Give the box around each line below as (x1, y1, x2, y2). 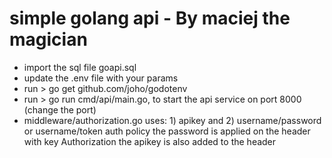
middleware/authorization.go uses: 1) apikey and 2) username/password (23, 114, 322, 126)
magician (9, 28, 88, 51)
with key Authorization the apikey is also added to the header (23, 135, 277, 147)
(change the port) (23, 103, 97, 116)
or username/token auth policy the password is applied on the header (23, 125, 311, 137)
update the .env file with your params (23, 72, 179, 84)
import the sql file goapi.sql (23, 61, 137, 73)
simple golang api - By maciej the (9, 7, 291, 30)
